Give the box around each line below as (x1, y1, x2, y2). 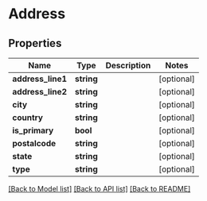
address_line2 (12, 87, 68, 97)
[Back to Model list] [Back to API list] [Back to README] (8, 184, 191, 193)
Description (105, 60, 151, 71)
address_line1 (12, 73, 68, 84)
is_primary (12, 125, 54, 136)
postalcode (12, 138, 57, 149)
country (12, 112, 44, 123)
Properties (8, 37, 62, 50)
